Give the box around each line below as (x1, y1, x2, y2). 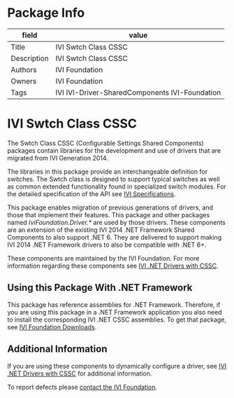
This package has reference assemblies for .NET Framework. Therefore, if (7, 300, 221, 309)
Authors (10, 64, 37, 74)
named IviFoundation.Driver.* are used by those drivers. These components (7, 218, 226, 226)
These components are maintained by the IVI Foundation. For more (7, 254, 200, 262)
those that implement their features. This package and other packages (7, 210, 210, 219)
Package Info (7, 5, 85, 21)
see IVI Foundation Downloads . (7, 322, 97, 331)
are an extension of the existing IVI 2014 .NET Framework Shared (7, 226, 195, 234)
